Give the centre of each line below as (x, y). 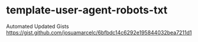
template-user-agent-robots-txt (87, 10)
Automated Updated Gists (38, 26)
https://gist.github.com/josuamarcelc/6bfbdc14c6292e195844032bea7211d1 (99, 32)
